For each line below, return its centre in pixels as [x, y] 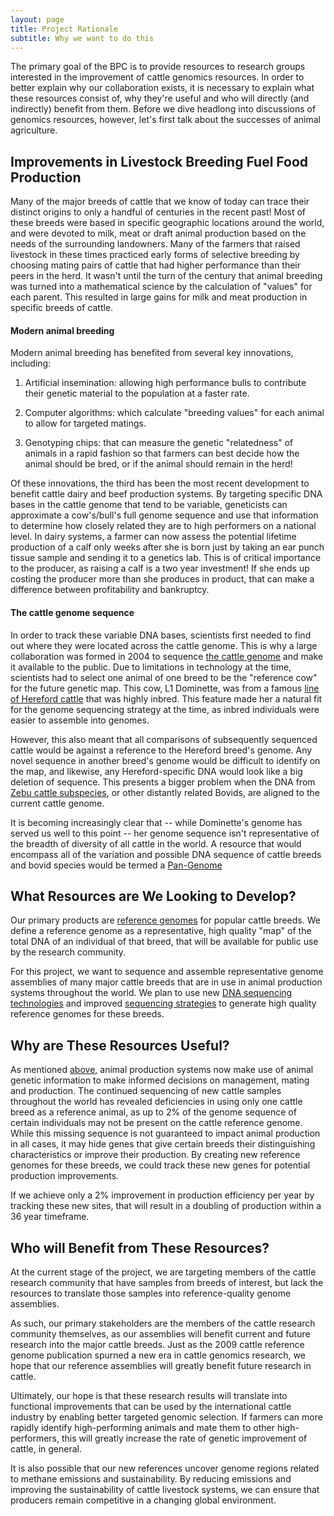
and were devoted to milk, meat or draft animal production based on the [158, 233]
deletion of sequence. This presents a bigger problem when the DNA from [163, 782]
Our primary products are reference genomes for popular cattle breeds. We [165, 920]
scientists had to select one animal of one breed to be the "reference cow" [164, 677]
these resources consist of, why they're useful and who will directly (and [160, 98]
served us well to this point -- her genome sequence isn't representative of [165, 833]
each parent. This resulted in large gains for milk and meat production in [159, 297]
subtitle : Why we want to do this [82, 38]
